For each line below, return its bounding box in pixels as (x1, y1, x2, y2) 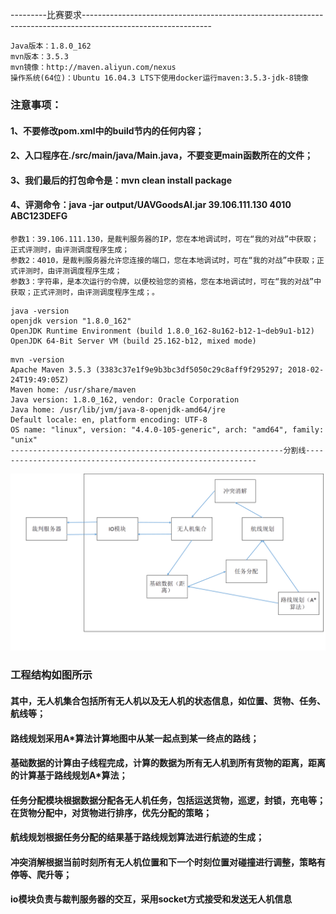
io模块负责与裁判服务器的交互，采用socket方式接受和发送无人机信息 (10, 893, 293, 905)
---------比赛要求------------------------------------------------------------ (10, 9, 324, 20)
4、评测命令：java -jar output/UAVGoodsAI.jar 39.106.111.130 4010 (10, 199, 292, 211)
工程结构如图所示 (10, 668, 93, 682)
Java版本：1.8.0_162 (10, 41, 92, 51)
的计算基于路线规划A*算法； (10, 769, 128, 782)
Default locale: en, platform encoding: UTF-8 (10, 414, 208, 425)
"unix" (10, 434, 38, 445)
